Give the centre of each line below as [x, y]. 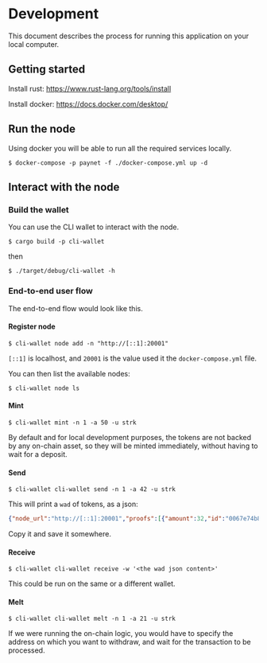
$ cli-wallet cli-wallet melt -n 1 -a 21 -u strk [92, 619]
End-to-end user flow [51, 291]
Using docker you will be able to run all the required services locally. [120, 148]
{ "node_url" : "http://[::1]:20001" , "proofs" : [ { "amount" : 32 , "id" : [117, 519]
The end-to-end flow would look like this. [75, 308]
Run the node [42, 129]
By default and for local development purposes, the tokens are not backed [130, 437]
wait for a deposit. [38, 454]
